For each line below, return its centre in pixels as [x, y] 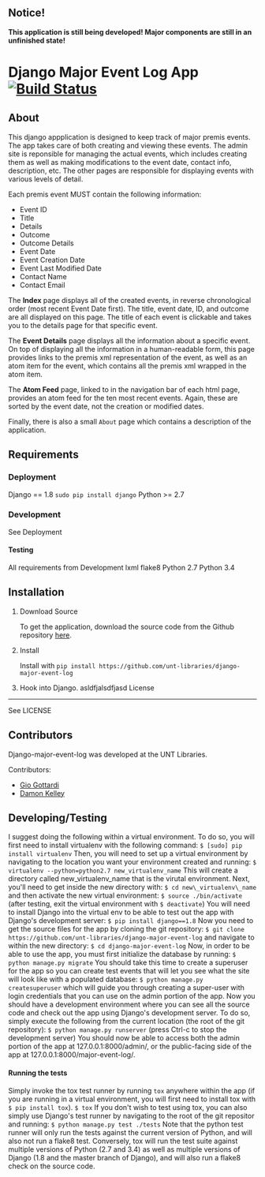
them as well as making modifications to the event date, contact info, [120, 162]
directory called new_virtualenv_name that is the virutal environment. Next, [129, 879]
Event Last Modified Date [61, 268]
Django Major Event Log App [103, 72]
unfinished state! [37, 40]
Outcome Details [47, 243]
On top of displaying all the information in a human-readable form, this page [131, 349]
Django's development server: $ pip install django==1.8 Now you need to [131, 921]
